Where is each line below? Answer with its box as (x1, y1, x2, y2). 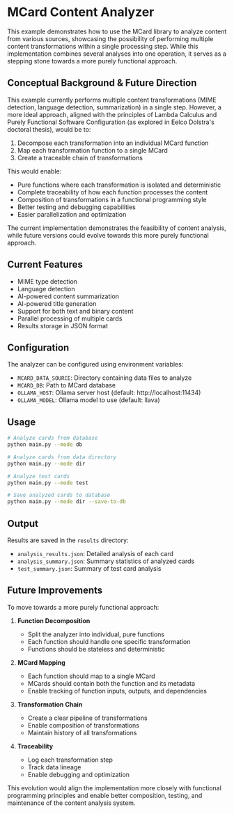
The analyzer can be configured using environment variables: (7, 360, 184, 369)
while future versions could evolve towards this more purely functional (7, 231, 209, 239)
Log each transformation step (27, 755, 114, 764)
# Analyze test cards (7, 473, 70, 479)
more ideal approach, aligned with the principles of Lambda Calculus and (7, 110, 217, 118)
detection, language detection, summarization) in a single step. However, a (7, 102, 221, 112)
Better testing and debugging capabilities (17, 203, 136, 211)
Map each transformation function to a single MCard (17, 146, 169, 154)
